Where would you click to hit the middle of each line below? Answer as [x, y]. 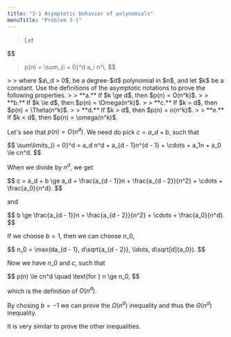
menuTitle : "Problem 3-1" [44, 20]
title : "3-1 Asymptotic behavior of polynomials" [80, 14]
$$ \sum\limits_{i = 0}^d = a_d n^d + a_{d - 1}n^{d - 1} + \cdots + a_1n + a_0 [114, 145]
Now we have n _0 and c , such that [56, 263]
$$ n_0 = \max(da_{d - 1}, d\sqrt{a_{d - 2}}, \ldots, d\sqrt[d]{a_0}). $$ [106, 249]
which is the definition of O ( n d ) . [52, 290]
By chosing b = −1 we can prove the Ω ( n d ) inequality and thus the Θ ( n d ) [110, 305]
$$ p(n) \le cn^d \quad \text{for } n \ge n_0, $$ [74, 276]
